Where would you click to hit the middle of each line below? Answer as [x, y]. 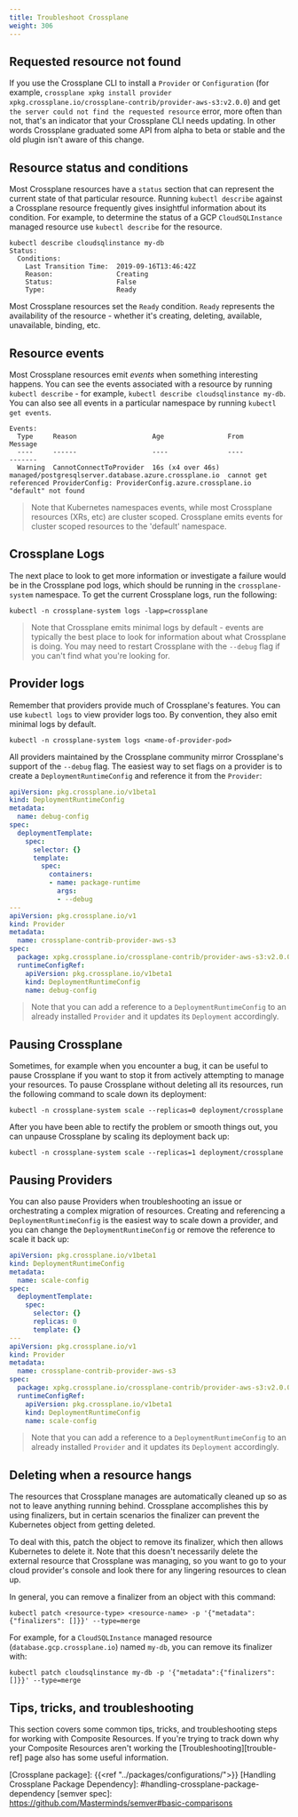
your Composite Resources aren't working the [93, 1749]
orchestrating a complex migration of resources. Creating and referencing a [147, 1211]
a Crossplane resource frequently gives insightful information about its [138, 208]
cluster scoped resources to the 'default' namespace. [129, 526]
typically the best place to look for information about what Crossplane [158, 636]
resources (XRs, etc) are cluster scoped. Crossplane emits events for [157, 516]
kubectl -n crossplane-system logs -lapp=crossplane [109, 611]
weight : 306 [31, 26]
